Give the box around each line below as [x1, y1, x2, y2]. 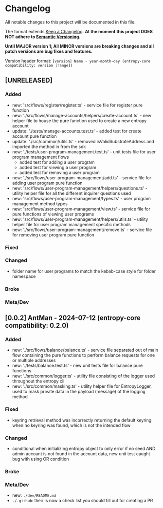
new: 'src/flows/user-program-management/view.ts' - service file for [12, 206, 151, 212]
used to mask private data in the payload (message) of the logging [12, 389, 146, 395]
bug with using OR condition [12, 456, 69, 462]
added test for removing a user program [19, 169, 100, 175]
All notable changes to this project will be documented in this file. [5, 19, 136, 25]
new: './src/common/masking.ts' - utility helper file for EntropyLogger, [12, 383, 152, 389]
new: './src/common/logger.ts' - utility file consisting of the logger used [12, 373, 155, 379]
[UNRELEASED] [5, 76, 53, 85]
